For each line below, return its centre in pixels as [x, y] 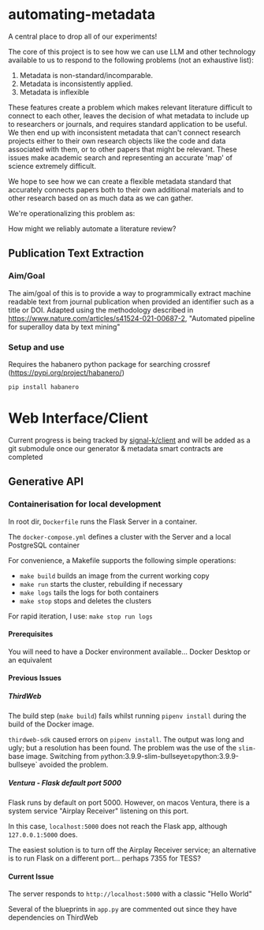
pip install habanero [44, 387]
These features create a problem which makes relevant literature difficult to [130, 107]
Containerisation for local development [85, 504]
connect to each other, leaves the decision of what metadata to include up [129, 115]
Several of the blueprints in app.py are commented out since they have [123, 909]
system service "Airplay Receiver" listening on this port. [99, 811]
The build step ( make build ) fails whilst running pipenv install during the [127, 716]
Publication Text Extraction [76, 254]
